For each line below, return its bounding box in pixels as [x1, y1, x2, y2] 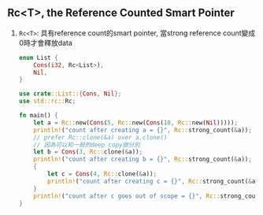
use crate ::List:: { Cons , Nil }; [18, 90, 122, 98]
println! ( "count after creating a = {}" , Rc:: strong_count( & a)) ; [33, 126, 253, 134]
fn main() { [18, 112, 58, 120]
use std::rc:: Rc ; [18, 98, 76, 106]
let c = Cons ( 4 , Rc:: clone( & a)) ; [47, 170, 157, 178]
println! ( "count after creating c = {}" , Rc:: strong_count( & [47, 177, 253, 185]
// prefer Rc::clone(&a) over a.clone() [33, 133, 168, 141]
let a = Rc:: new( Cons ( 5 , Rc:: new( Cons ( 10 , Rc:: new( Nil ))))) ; [33, 118, 238, 127]
